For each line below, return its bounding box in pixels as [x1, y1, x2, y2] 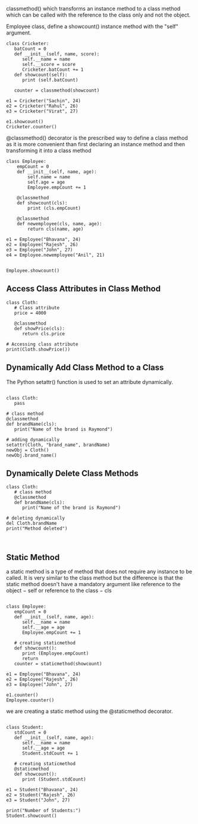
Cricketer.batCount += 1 [21, 67, 84, 73]
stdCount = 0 [14, 729, 46, 736]
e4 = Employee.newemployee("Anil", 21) [6, 252, 105, 258]
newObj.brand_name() [6, 452, 58, 458]
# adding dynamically [6, 436, 60, 442]
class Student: [6, 725, 44, 731]
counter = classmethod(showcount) [14, 87, 100, 93]
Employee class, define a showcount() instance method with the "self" [6, 23, 178, 30]
